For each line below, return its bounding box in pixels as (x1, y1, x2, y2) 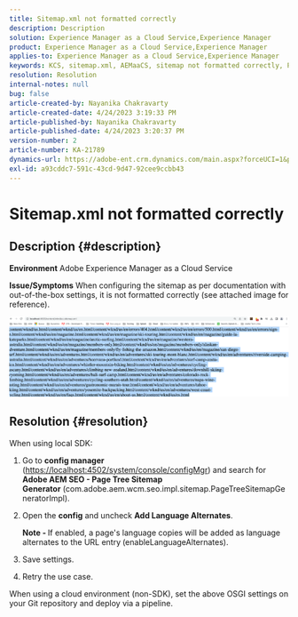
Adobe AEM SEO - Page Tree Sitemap (21, 474, 163, 485)
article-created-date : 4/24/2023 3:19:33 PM (9, 108, 176, 117)
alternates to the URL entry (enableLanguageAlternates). (21, 536, 229, 547)
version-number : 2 (9, 136, 77, 146)
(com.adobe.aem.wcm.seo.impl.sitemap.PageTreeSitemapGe (62, 483, 286, 493)
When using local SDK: (9, 437, 93, 448)
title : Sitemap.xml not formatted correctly (9, 14, 176, 23)
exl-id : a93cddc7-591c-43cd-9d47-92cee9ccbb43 (9, 164, 184, 173)
